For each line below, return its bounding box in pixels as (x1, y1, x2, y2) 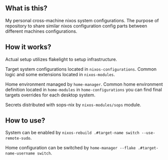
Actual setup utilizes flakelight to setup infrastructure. (5, 56, 118, 62)
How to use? (5, 116, 46, 125)
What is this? (5, 4, 48, 13)
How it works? (5, 43, 52, 51)
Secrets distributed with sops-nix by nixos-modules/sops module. (5, 101, 141, 108)
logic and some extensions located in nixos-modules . (5, 71, 115, 77)
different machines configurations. (5, 28, 78, 34)
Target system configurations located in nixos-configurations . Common (5, 66, 157, 72)
